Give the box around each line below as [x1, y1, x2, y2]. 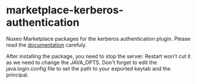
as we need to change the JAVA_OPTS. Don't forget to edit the [6, 59, 158, 66]
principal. [6, 71, 29, 78]
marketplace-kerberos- [6, 3, 124, 17]
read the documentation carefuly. [6, 41, 87, 48]
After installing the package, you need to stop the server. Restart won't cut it [6, 52, 191, 60]
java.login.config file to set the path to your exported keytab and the [6, 65, 171, 72]
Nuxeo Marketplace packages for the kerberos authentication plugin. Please [6, 35, 191, 42]
